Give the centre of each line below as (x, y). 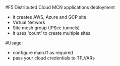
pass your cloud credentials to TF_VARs (53, 58)
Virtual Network (29, 22)
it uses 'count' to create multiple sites (51, 33)
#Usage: (14, 43)
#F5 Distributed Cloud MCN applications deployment (60, 7)
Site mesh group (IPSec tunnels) (46, 28)
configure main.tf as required (43, 53)
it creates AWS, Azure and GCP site (49, 17)
